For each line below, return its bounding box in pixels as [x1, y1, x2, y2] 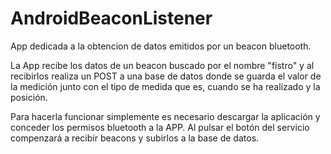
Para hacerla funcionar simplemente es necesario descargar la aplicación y [10, 110, 321, 122]
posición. [10, 91, 48, 103]
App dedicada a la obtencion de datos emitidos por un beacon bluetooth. [10, 40, 312, 52]
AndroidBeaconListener [10, 7, 213, 30]
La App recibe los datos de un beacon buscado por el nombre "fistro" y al [10, 59, 315, 71]
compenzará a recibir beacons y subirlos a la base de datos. [10, 132, 260, 144]
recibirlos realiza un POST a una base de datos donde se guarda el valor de [10, 70, 322, 82]
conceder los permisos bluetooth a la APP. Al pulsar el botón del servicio [10, 121, 310, 133]
